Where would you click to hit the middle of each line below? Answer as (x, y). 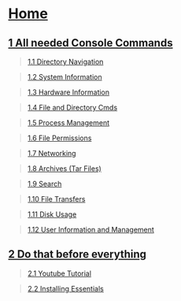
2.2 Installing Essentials (65, 288)
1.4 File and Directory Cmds (72, 108)
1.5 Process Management (68, 123)
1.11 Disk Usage (52, 214)
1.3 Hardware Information (68, 92)
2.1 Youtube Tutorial (59, 273)
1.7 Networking (52, 153)
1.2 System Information (65, 77)
